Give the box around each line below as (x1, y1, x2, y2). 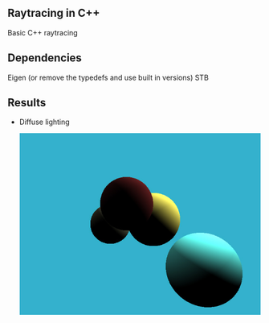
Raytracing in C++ (7, 6, 100, 20)
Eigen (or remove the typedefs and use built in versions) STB (7, 72, 210, 82)
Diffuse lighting (18, 117, 70, 127)
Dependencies (7, 52, 82, 65)
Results (7, 96, 47, 110)
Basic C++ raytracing (7, 27, 78, 37)
